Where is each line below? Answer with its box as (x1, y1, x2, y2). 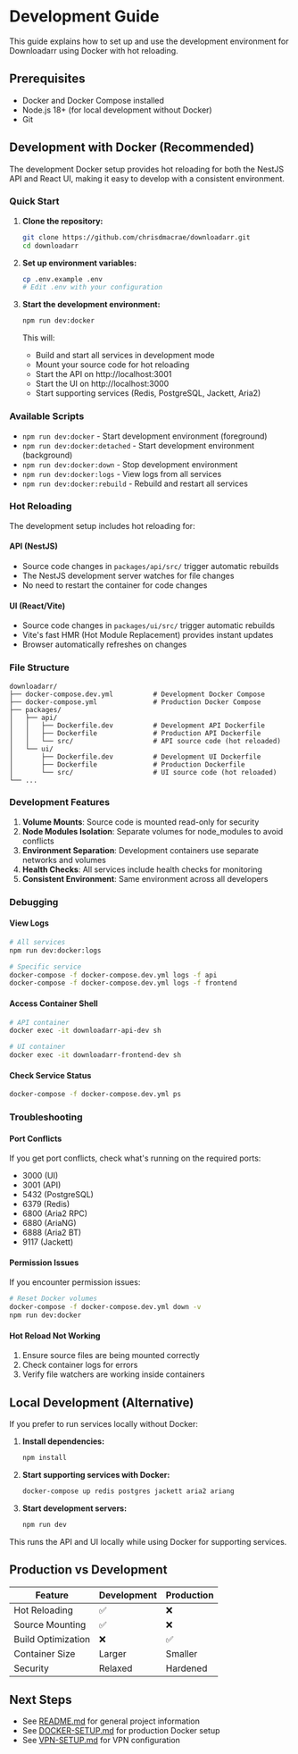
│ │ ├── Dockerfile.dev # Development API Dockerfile (9, 721, 266, 730)
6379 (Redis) (21, 1199, 70, 1210)
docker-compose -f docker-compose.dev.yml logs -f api (9, 970, 218, 979)
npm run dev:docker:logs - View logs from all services (21, 468, 222, 479)
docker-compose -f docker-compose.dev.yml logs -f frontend (9, 978, 238, 988)
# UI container (9, 1043, 66, 1052)
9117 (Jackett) (21, 1237, 74, 1247)
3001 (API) (21, 1179, 62, 1190)
